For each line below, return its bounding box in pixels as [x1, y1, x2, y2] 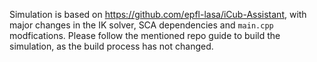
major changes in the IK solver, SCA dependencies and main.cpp [9, 19, 274, 31]
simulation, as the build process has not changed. [9, 40, 214, 52]
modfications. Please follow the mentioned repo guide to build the [9, 30, 281, 41]
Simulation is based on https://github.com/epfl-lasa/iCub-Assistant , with [9, 9, 307, 20]
